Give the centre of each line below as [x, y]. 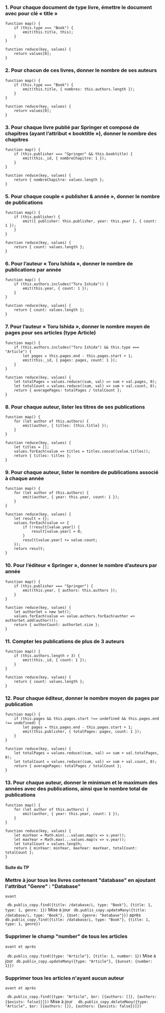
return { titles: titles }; [42, 456]
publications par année [33, 270]
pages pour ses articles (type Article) [51, 333]
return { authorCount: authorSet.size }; [57, 625]
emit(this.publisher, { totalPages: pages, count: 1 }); [82, 732]
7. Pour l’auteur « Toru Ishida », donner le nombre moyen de [78, 327]
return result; [29, 549]
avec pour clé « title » [31, 13]
